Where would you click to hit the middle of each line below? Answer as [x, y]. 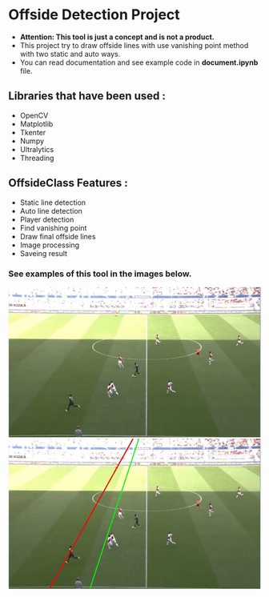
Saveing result [44, 253]
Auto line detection [51, 210]
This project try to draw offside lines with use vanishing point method [134, 45]
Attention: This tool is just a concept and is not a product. [117, 37]
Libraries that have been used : [87, 96]
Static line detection [53, 202]
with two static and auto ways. [70, 54]
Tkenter [33, 132]
